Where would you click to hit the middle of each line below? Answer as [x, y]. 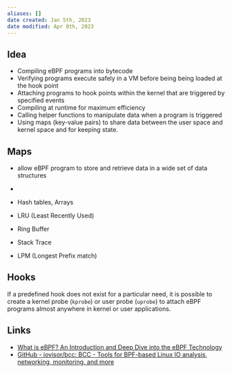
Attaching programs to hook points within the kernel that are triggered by [121, 93]
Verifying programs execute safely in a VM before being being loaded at [119, 78]
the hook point [38, 86]
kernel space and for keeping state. [68, 130]
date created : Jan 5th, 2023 [49, 20]
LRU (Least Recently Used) [56, 216]
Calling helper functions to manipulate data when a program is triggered [119, 115]
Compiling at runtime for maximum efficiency [81, 108]
